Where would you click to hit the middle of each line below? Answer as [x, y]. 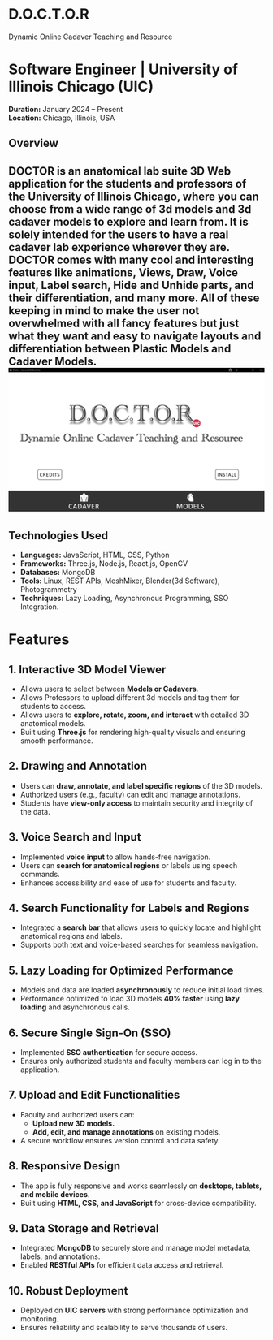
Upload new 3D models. [74, 1123]
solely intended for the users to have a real [119, 234]
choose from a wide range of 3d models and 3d [130, 209]
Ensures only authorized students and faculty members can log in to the [141, 1061]
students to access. [53, 706]
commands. [40, 874]
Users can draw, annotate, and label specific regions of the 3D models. [141, 785]
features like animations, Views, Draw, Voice [123, 272]
